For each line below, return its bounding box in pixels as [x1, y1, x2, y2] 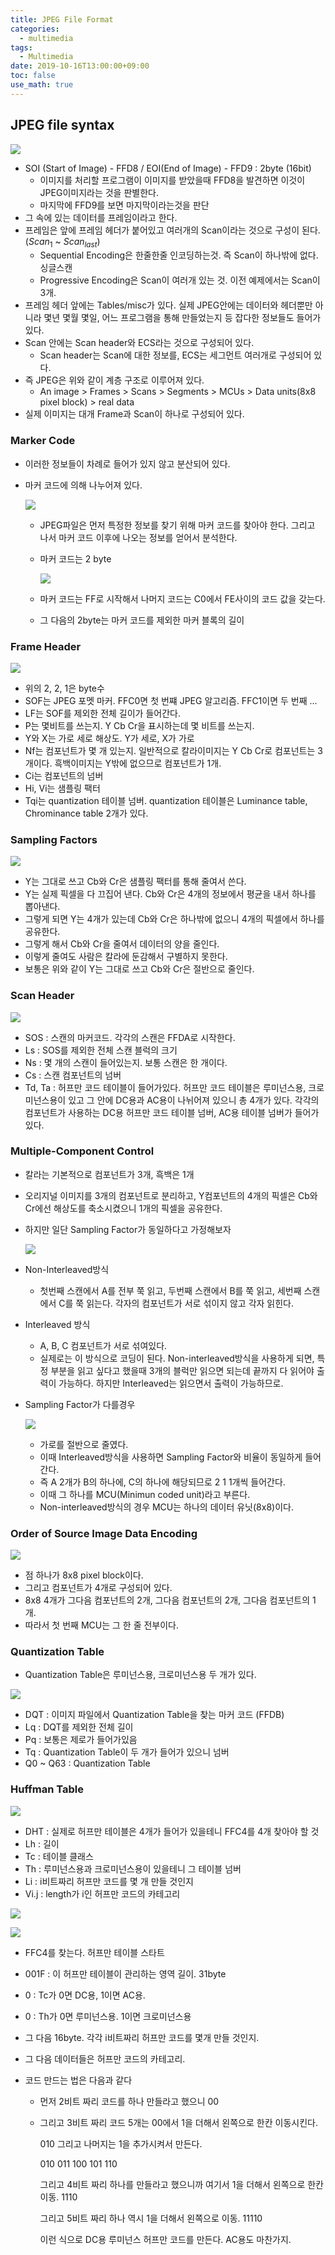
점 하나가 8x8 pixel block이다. [24, 1569, 144, 1581]
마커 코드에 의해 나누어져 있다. [24, 479, 143, 491]
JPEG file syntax [10, 117, 115, 134]
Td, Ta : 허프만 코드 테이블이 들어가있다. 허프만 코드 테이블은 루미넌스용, [24, 1081, 307, 1093]
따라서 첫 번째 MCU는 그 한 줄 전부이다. [24, 1619, 180, 1631]
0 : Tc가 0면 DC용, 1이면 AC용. [24, 1989, 146, 2001]
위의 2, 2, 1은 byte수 [24, 682, 105, 694]
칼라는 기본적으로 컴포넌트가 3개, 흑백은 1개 [24, 1168, 195, 1180]
